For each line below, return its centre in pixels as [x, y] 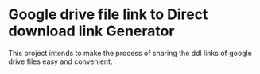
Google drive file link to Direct [108, 15]
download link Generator [91, 31]
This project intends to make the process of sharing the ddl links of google [130, 53]
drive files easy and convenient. [60, 61]
